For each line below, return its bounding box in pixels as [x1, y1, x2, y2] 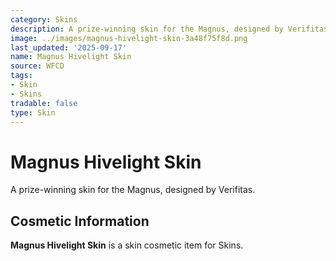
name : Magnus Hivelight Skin [10, 52, 132, 62]
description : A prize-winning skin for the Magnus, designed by [10, 24, 284, 34]
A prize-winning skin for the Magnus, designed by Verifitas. [10, 184, 256, 196]
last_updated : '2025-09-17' [10, 42, 128, 53]
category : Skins [10, 14, 78, 25]
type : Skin [10, 107, 56, 118]
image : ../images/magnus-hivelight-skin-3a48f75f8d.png [10, 33, 248, 43]
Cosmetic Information [10, 212, 150, 230]
